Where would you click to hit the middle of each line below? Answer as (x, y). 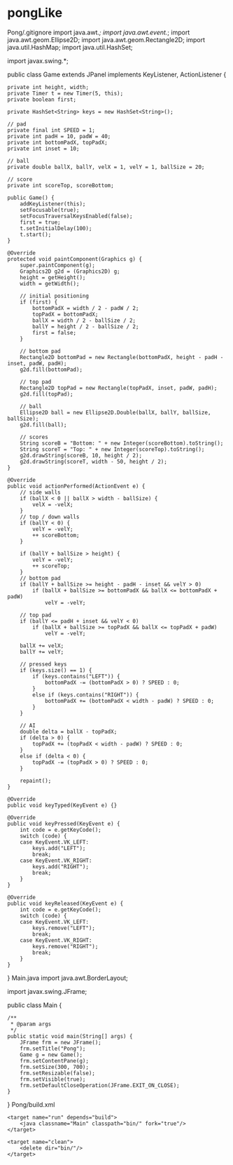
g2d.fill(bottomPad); (51, 370)
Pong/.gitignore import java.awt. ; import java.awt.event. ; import (99, 32)
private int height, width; (48, 87)
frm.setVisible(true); (53, 1079)
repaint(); (36, 781)
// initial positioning (55, 296)
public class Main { (35, 1005)
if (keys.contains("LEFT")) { (76, 676)
